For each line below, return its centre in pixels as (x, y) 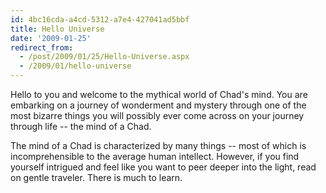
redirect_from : (42, 47)
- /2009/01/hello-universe (75, 66)
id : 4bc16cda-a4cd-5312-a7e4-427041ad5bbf (100, 19)
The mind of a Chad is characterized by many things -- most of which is (158, 145)
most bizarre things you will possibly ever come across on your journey (157, 115)
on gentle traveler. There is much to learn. (96, 177)
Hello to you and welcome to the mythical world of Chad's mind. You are (159, 94)
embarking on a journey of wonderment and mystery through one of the (158, 105)
